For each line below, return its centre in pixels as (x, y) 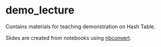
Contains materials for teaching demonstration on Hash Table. (80, 26)
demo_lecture (40, 10)
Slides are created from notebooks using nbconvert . (68, 38)
